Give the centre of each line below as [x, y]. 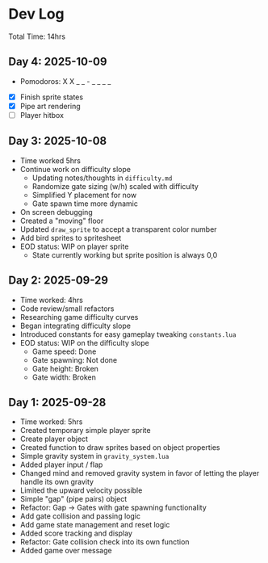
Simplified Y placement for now [84, 195]
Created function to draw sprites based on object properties [120, 447]
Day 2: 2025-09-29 [59, 281]
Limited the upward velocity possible [81, 490]
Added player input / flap [61, 464]
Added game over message [66, 551]
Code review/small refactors [67, 309]
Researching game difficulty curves [79, 317]
